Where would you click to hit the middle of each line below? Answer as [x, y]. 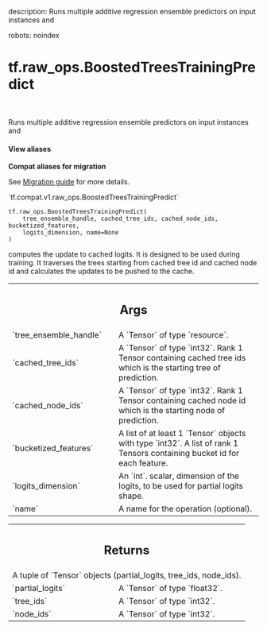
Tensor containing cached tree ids [182, 358]
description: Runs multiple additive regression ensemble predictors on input [132, 12]
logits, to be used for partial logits [181, 485]
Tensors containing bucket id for [179, 453]
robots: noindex [34, 35]
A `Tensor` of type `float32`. [170, 589]
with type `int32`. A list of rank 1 [178, 443]
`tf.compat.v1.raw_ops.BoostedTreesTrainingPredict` [93, 197]
